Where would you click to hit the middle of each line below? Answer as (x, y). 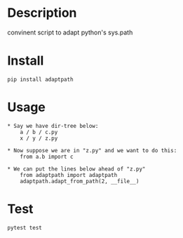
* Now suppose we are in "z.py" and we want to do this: (92, 150)
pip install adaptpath (40, 79)
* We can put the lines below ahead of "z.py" (76, 169)
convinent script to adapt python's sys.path (70, 32)
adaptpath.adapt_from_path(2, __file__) (80, 181)
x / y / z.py (39, 138)
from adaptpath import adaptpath (69, 175)
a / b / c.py (39, 132)
